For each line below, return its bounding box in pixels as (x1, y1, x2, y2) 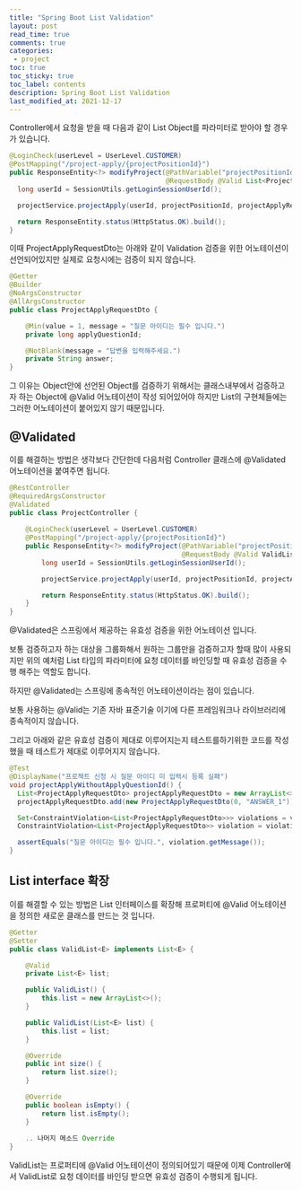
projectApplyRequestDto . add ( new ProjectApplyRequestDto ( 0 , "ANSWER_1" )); (17, 797, 298, 806)
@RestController (9, 483, 70, 492)
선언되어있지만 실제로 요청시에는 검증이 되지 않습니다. (9, 254, 196, 265)
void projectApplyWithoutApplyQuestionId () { (9, 780, 182, 790)
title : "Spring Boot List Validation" (9, 13, 154, 22)
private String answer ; (25, 354, 115, 363)
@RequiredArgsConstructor (9, 491, 106, 501)
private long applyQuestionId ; (25, 329, 142, 339)
